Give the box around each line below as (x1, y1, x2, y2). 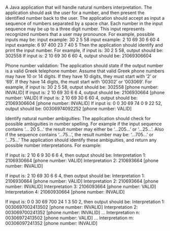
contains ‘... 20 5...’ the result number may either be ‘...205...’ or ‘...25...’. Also (5, 126, 164, 132)
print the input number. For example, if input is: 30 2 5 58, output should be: (5, 48, 163, 53)
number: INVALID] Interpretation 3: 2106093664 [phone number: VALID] (5, 183, 156, 189)
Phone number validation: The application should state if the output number (5, 63, 163, 68)
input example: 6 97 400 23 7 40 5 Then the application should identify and (5, 42, 163, 48)
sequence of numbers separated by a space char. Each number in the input (5, 20, 163, 26)
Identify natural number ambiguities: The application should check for (5, 115, 151, 121)
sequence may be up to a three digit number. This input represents (5, 26, 145, 32)
